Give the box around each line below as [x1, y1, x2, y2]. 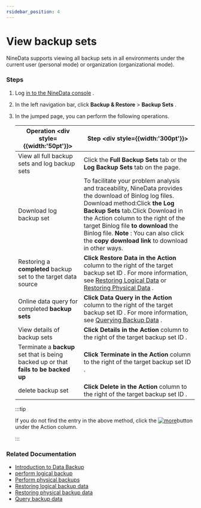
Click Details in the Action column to [83, 325, 188, 334]
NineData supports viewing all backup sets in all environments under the [6, 55, 185, 62]
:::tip [14, 405, 26, 412]
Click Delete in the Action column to [83, 382, 187, 391]
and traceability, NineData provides [83, 184, 183, 192]
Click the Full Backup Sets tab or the [83, 155, 187, 164]
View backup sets [6, 34, 97, 48]
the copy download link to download [83, 236, 188, 244]
